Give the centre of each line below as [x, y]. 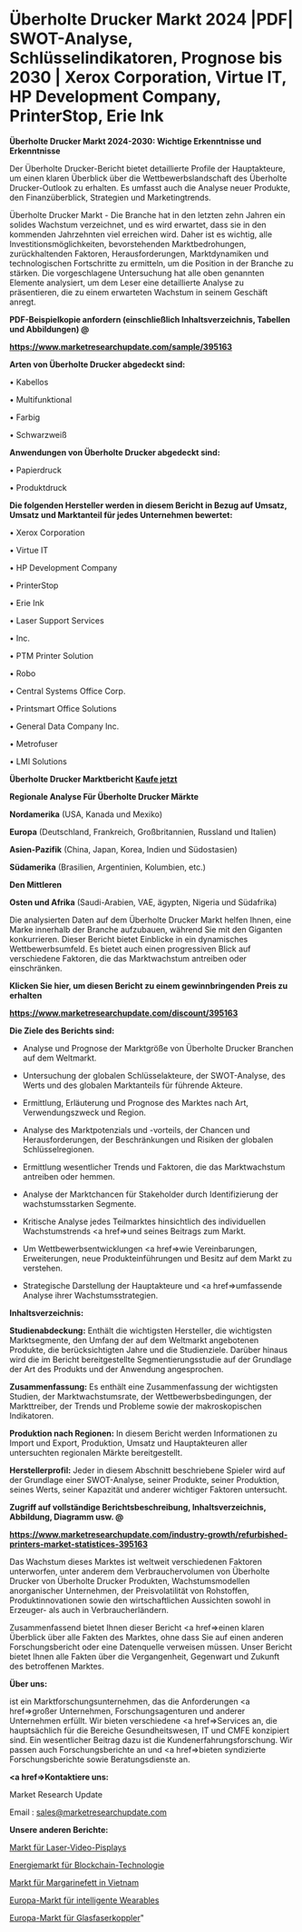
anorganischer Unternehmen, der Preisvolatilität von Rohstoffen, [129, 1590]
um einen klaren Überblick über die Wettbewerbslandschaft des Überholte [148, 178]
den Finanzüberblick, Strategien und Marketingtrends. [110, 197]
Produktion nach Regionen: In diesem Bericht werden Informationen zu [144, 1433]
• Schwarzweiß [38, 434]
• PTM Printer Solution [51, 655]
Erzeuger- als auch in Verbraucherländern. [89, 1609]
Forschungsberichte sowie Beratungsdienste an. [100, 1759]
